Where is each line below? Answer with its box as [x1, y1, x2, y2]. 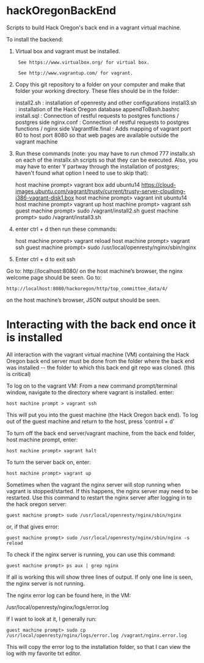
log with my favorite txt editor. [6, 650, 82, 657]
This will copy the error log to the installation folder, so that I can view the [6, 643, 191, 650]
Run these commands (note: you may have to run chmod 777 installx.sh [15, 150, 195, 157]
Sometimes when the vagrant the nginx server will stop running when [6, 480, 181, 488]
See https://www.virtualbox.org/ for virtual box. [18, 59, 150, 65]
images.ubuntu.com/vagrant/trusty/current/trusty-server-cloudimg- [15, 187, 186, 195]
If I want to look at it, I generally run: [6, 615, 97, 623]
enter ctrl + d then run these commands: [15, 225, 117, 233]
